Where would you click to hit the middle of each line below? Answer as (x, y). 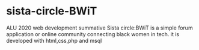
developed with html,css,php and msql (54, 40)
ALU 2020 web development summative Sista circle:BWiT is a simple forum (100, 28)
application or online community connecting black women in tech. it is (93, 34)
